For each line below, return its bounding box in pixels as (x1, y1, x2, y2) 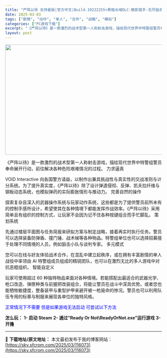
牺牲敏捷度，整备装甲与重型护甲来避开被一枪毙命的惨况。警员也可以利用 (9, 288, 158, 293)
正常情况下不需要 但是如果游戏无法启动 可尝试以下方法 (5, 304, 117, 310)
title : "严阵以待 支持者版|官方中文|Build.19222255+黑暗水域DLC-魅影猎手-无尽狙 (5, 7, 160, 12)
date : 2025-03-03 (5, 12, 41, 17)
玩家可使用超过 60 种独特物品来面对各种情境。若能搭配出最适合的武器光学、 (5, 275, 162, 281)
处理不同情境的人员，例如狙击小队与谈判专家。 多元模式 (9, 241, 124, 247)
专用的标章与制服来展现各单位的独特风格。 (9, 294, 97, 300)
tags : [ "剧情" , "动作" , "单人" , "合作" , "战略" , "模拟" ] (5, 16, 117, 21)
